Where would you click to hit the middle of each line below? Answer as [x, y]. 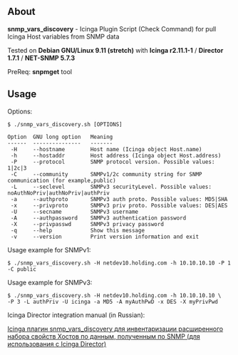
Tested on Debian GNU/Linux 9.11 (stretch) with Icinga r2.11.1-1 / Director [115, 50]
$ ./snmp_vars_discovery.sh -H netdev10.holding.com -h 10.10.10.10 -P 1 [119, 263]
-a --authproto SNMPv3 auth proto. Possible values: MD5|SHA [119, 199]
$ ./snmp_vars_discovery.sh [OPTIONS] [65, 124]
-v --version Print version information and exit [105, 237]
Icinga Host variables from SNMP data [63, 36]
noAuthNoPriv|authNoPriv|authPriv [59, 193]
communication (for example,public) [62, 180]
